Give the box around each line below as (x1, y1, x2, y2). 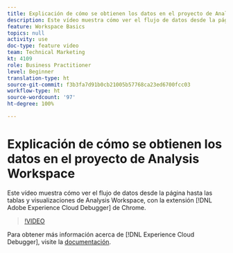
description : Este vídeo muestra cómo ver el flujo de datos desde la (7, 17, 216, 24)
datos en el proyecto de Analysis (7, 151, 200, 167)
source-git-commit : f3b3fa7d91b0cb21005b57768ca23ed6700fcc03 (7, 81, 191, 88)
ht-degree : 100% (7, 101, 54, 107)
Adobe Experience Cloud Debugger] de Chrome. (7, 203, 147, 211)
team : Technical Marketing (7, 49, 85, 56)
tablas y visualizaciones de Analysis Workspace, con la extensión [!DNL (7, 195, 213, 204)
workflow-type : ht (7, 87, 60, 94)
